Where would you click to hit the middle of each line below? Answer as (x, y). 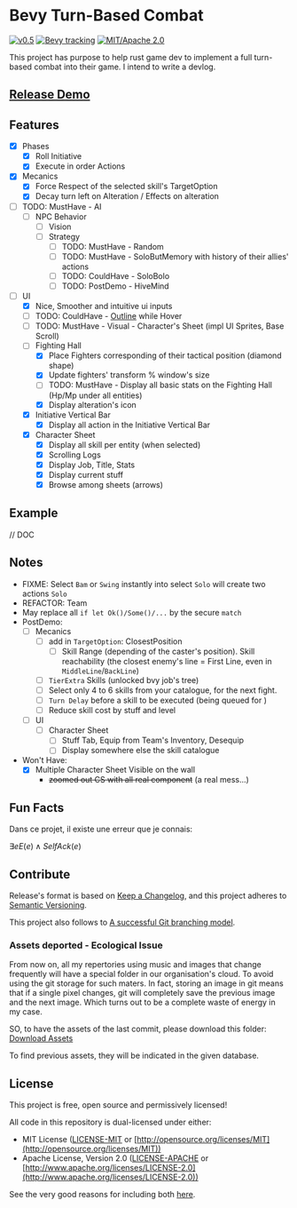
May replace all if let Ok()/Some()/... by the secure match (132, 612)
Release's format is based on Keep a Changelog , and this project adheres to (148, 896)
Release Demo (50, 95)
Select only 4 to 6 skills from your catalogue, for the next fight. (163, 690)
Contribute (40, 874)
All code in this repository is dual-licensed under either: (110, 1122)
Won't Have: (45, 760)
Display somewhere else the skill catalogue (141, 751)
